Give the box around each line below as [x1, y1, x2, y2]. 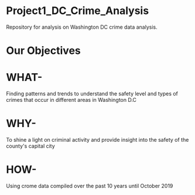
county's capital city [6, 142, 56, 149]
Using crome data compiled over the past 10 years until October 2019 [6, 182, 173, 189]
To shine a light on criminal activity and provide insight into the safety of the [6, 136, 189, 143]
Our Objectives [6, 44, 81, 57]
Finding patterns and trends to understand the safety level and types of [6, 90, 179, 97]
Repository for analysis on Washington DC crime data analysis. [6, 23, 158, 30]
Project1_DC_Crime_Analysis [6, 4, 149, 18]
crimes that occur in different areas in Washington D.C [6, 97, 136, 104]
